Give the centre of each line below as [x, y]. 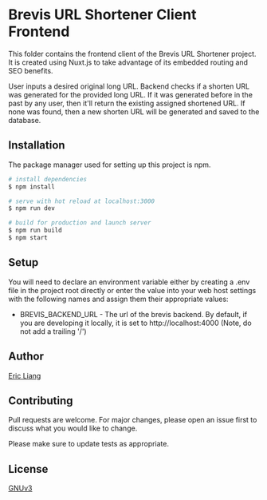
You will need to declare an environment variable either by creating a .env [129, 282]
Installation [37, 145]
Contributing [41, 401]
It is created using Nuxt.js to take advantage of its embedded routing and [128, 62]
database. [25, 120]
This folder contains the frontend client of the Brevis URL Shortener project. [132, 54]
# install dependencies [48, 179]
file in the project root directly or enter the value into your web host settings [132, 290]
